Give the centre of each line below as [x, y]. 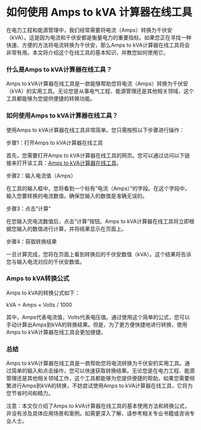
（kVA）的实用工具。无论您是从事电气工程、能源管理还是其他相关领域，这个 [100, 91]
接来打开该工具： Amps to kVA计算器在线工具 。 [64, 163]
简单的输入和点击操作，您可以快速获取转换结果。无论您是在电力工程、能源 [103, 371]
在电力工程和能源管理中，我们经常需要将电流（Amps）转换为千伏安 [89, 30]
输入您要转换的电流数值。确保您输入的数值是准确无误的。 [77, 196]
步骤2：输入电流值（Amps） [41, 175]
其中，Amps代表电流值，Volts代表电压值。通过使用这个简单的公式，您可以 [98, 317]
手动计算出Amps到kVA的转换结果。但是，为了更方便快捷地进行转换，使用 [97, 325]
